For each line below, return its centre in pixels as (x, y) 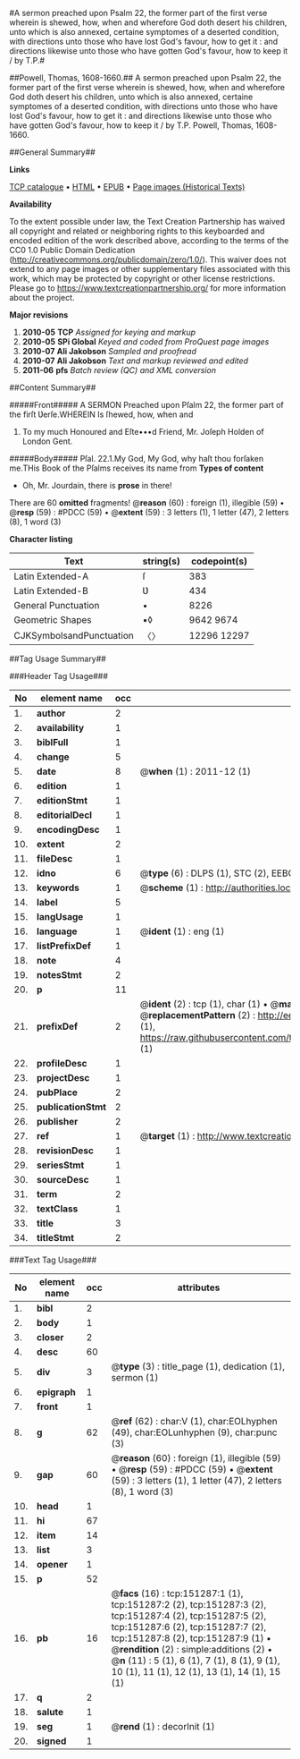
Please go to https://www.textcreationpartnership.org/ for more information (148, 288)
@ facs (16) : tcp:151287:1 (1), (177, 1593)
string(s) (162, 561)
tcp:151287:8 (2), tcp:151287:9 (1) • (192, 1638)
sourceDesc (63, 1180)
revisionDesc (65, 1151)
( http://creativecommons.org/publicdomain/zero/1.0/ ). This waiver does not (148, 259)
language (57, 931)
